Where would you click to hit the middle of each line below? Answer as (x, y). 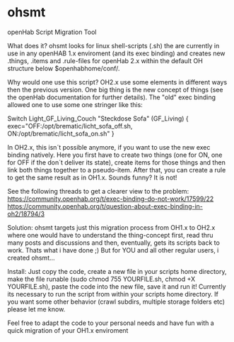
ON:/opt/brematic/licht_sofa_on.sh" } (61, 133)
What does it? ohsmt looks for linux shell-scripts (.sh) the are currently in (113, 45)
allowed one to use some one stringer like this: (75, 104)
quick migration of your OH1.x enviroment (68, 330)
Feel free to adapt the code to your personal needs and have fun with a (111, 323)
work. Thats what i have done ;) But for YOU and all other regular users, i (113, 250)
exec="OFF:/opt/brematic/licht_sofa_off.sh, (70, 126)
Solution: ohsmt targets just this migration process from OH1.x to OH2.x (111, 227)
